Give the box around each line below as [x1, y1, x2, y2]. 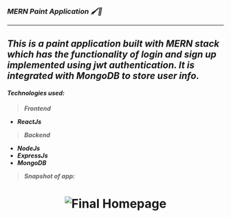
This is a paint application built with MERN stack [7, 38, 220, 49]
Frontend [23, 104, 52, 112]
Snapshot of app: [23, 171, 76, 180]
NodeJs [16, 144, 41, 152]
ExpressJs [16, 151, 48, 160]
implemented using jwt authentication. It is [7, 59, 195, 71]
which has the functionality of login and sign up [7, 48, 217, 60]
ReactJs [16, 117, 42, 125]
